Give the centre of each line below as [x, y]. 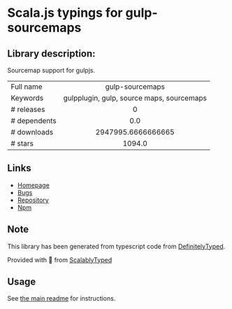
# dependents [34, 121]
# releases [28, 109]
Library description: [51, 53]
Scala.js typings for [65, 13]
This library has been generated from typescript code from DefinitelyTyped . [116, 246]
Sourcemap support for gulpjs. [51, 70]
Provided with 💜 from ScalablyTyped [60, 259]
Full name [27, 87]
